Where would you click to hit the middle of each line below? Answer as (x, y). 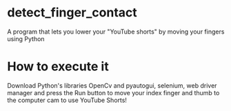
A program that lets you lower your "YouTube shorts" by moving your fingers (116, 32)
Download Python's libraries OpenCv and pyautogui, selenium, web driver (112, 85)
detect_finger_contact (72, 13)
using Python (26, 38)
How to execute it (58, 67)
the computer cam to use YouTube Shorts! (67, 100)
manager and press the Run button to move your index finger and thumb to (113, 92)
